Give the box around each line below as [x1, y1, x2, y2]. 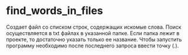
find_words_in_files [6, 4, 103, 18]
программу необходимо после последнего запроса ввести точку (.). [6, 42, 179, 49]
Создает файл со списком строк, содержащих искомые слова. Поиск [6, 23, 182, 30]
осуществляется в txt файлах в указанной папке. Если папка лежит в [6, 29, 180, 36]
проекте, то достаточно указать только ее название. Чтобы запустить [6, 36, 182, 43]
